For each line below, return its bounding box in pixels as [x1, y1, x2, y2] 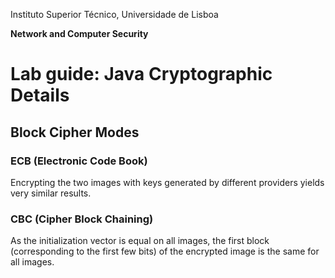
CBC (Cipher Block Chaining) [10, 212, 154, 226]
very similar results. [10, 187, 92, 199]
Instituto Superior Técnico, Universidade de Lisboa [10, 9, 219, 20]
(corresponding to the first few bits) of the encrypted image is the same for [10, 245, 320, 258]
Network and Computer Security [10, 28, 149, 39]
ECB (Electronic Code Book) [10, 154, 148, 168]
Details [10, 84, 70, 107]
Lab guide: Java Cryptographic [10, 63, 273, 86]
